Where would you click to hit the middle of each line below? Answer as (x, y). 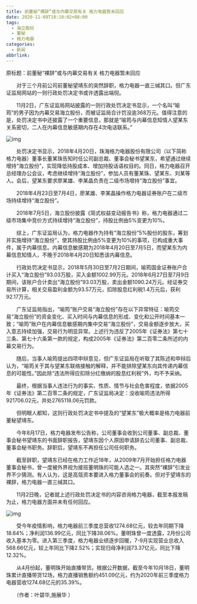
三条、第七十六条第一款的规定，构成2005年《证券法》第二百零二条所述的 (95, 338)
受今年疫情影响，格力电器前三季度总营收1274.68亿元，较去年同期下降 (100, 525)
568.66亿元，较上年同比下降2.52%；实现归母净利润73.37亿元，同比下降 (93, 548)
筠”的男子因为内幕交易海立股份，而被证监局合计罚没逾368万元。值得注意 (94, 112)
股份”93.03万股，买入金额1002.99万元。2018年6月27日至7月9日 (112, 275)
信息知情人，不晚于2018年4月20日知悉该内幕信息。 (73, 255)
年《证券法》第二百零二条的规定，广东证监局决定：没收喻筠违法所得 (88, 393)
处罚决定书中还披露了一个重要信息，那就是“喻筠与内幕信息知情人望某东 (102, 120)
